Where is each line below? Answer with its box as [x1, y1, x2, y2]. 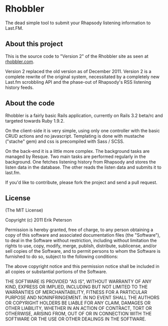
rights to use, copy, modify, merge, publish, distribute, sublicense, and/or [5, 243, 157, 249]
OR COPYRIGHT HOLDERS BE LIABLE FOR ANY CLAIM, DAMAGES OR [5, 300, 151, 306]
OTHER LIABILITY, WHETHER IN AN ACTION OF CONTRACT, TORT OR [5, 305, 152, 311]
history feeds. [5, 84, 34, 90]
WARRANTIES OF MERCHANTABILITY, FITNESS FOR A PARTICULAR [5, 289, 147, 295]
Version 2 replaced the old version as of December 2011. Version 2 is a [5, 68, 152, 74]
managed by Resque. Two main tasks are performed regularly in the [5, 153, 146, 159]
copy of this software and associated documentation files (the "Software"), [5, 232, 161, 238]
